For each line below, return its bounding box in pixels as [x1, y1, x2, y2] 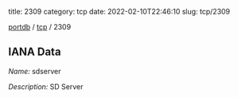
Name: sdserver [8, 66, 61, 76]
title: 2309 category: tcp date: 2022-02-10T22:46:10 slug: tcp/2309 [8, 7, 231, 16]
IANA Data [8, 45, 61, 59]
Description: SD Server [8, 81, 84, 91]
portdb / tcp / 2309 [8, 22, 72, 31]
